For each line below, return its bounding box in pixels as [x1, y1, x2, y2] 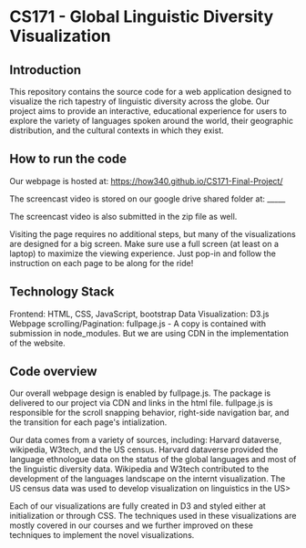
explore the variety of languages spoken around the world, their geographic [9, 116, 294, 126]
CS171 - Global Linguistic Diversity [9, 6, 274, 27]
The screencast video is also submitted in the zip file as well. [9, 211, 238, 222]
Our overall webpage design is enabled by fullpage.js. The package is [9, 388, 271, 398]
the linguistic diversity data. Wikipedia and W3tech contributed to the [9, 463, 270, 475]
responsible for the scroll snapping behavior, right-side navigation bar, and [9, 408, 290, 419]
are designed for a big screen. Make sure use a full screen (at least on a [9, 238, 280, 249]
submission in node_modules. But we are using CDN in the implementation [9, 327, 290, 338]
